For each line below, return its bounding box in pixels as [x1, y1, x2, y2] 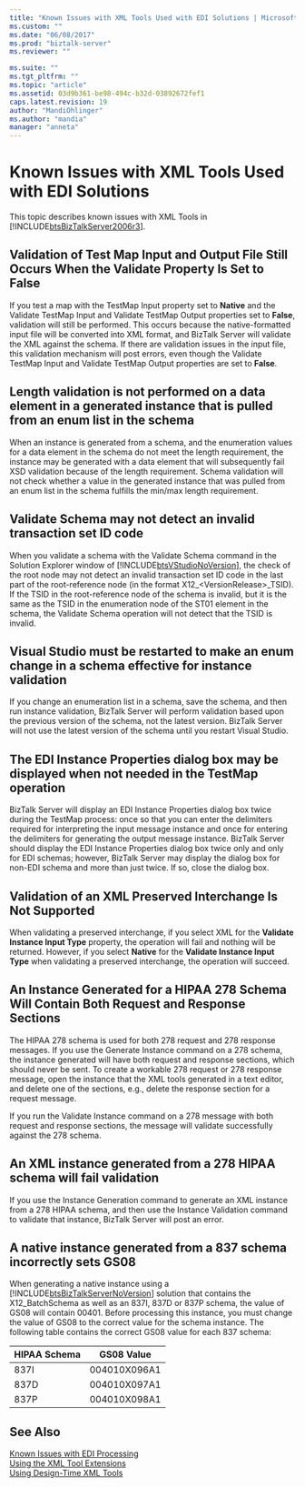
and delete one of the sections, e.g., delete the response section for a [9, 1083, 271, 1094]
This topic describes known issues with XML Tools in [9, 211, 208, 223]
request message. [9, 1092, 77, 1103]
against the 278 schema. [9, 1130, 102, 1140]
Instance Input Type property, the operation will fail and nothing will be [9, 936, 276, 947]
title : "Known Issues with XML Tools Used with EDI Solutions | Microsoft [9, 13, 299, 23]
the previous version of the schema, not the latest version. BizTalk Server [9, 716, 283, 727]
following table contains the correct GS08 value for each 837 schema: [9, 1327, 272, 1338]
